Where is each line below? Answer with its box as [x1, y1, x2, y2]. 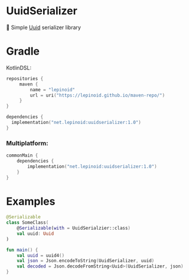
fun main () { [6, 247, 38, 253]
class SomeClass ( [6, 219, 49, 226]
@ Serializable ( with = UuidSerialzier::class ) [17, 225, 131, 231]
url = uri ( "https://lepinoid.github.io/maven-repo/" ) [30, 92, 165, 98]
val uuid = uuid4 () [17, 252, 65, 259]
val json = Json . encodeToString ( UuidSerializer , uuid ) [17, 258, 155, 264]
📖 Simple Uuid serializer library [6, 24, 82, 31]
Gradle [6, 44, 40, 58]
